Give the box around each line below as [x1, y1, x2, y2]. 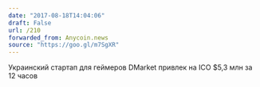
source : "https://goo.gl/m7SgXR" [8, 41, 120, 49]
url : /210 [8, 26, 41, 34]
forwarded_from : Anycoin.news [8, 33, 109, 42]
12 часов [8, 71, 38, 81]
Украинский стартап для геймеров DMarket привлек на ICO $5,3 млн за [8, 62, 253, 72]
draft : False [8, 19, 52, 27]
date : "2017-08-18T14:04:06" [8, 11, 105, 20]
